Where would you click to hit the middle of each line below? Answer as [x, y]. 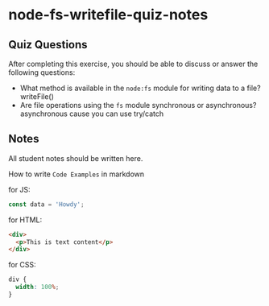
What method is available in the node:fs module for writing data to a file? [140, 88]
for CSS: [22, 265]
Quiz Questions [48, 45]
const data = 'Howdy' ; [46, 204]
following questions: [42, 72]
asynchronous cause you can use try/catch [92, 114]
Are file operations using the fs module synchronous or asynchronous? [138, 105]
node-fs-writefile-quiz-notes [108, 15]
